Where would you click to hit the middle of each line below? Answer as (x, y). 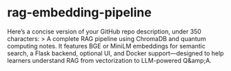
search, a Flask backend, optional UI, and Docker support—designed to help (115, 53)
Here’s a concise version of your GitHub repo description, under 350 (104, 31)
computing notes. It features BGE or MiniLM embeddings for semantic (106, 46)
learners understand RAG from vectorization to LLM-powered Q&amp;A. (110, 60)
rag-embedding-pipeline (79, 13)
